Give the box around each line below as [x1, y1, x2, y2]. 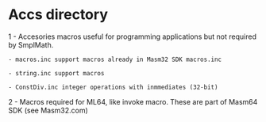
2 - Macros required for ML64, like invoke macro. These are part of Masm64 [8, 97, 258, 106]
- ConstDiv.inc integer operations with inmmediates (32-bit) [8, 83, 218, 91]
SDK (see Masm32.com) [8, 105, 89, 115]
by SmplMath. [8, 40, 54, 49]
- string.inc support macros [8, 69, 105, 77]
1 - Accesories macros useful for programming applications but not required [8, 32, 256, 41]
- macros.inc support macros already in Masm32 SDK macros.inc [8, 55, 222, 63]
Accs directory [8, 6, 109, 24]
